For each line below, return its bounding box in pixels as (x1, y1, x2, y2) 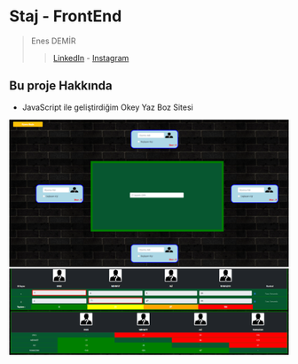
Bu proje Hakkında (9, 78, 113, 94)
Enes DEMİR (30, 35, 76, 46)
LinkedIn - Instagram (52, 52, 129, 63)
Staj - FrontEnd (9, 6, 122, 27)
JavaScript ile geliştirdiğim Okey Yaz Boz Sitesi (21, 102, 193, 112)
